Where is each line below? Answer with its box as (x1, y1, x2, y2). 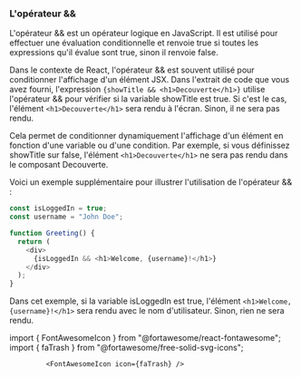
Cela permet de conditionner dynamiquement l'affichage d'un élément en (9, 130, 284, 141)
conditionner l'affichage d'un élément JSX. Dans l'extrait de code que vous (9, 74, 290, 85)
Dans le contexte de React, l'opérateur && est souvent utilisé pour (9, 64, 256, 75)
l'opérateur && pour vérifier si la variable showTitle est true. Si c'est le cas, (9, 93, 287, 104)
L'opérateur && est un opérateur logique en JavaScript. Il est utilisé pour (9, 28, 278, 39)
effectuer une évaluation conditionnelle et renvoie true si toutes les (9, 37, 259, 48)
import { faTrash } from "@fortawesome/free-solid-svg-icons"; (9, 343, 244, 353)
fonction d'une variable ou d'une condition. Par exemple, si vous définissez (9, 140, 290, 151)
